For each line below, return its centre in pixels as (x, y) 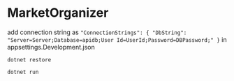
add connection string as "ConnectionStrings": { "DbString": (97, 32)
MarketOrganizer (58, 13)
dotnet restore (29, 60)
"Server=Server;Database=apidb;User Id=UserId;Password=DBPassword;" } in (117, 39)
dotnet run (23, 72)
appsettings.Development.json (51, 47)
